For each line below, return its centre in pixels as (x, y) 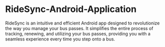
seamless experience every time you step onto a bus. (60, 39)
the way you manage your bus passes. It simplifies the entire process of (79, 28)
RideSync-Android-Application (71, 9)
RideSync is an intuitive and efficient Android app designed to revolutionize (82, 23)
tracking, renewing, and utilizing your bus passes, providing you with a (78, 33)
